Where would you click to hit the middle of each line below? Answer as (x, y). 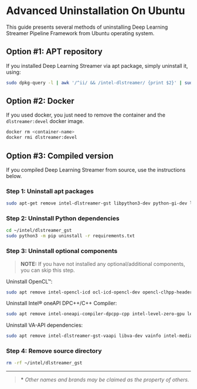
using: (13, 72)
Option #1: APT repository (54, 52)
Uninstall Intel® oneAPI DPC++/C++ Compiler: (62, 303)
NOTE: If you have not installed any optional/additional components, (103, 264)
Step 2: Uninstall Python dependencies (63, 219)
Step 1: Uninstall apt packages (50, 191)
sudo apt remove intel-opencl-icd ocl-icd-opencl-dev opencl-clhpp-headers (101, 292)
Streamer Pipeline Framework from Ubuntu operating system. (80, 33)
